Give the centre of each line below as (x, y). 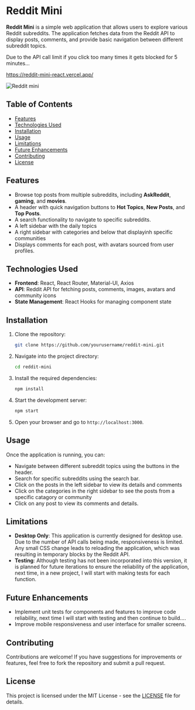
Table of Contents (40, 105)
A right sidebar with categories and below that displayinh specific (93, 232)
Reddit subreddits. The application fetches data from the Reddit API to (90, 33)
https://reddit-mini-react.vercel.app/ (50, 74)
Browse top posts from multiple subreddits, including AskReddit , (93, 194)
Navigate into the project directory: (57, 356)
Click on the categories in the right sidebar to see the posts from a (95, 491)
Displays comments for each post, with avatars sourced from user (94, 244)
